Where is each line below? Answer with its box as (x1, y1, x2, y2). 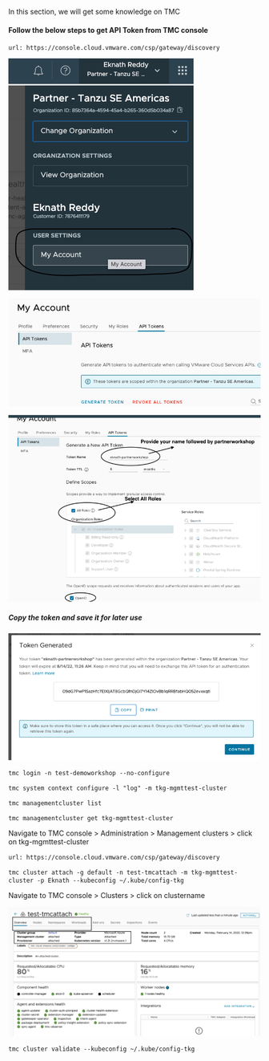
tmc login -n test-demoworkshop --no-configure (8, 769, 171, 777)
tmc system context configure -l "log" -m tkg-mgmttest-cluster (8, 784, 227, 792)
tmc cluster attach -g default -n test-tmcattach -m (8, 868, 188, 876)
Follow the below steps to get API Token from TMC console (8, 25, 208, 35)
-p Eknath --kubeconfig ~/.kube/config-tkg (37, 876, 184, 884)
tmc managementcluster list (8, 799, 102, 807)
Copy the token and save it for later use (8, 612, 143, 622)
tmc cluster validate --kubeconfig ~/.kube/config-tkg (8, 1045, 195, 1054)
